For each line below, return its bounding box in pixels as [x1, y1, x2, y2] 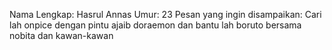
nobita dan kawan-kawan [9, 30, 114, 41]
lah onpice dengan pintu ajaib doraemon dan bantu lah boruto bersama [9, 19, 302, 31]
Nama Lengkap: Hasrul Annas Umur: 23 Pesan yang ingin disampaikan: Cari [9, 9, 322, 20]
